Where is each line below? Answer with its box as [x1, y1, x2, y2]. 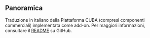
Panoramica [5, 4, 43, 12]
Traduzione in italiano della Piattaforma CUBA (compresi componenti [5, 17, 145, 23]
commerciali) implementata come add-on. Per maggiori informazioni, [5, 22, 146, 28]
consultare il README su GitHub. [5, 27, 72, 34]
